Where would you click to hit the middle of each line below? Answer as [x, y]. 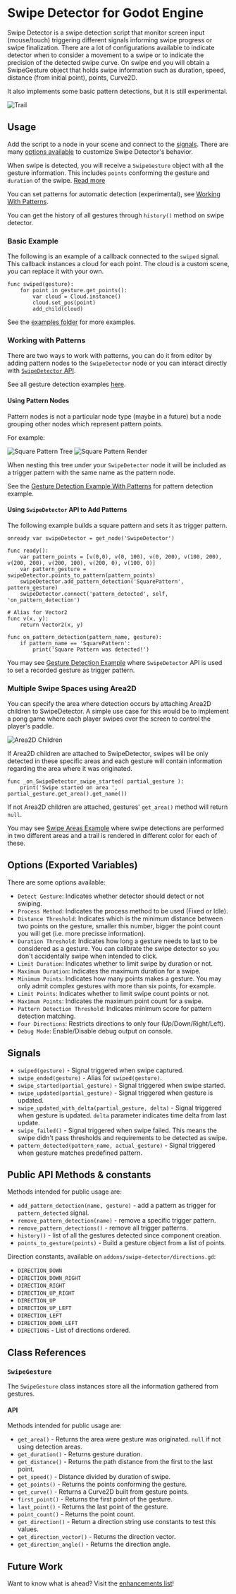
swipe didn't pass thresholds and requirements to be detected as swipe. [122, 1137]
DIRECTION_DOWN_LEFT [48, 1324]
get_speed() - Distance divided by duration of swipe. [94, 1477]
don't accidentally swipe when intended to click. [88, 956]
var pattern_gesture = [53, 569]
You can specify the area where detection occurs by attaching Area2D [109, 704]
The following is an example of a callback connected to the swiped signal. [113, 256]
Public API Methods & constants [79, 1175]
